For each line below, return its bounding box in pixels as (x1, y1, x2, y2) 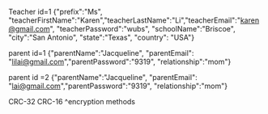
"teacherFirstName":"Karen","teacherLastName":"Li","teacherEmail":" (8, 15, 241, 25)
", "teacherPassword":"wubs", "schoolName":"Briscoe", (49, 24, 236, 33)
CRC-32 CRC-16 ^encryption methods (8, 97, 136, 106)
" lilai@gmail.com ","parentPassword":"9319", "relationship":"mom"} (8, 57, 232, 66)
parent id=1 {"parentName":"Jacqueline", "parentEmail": (8, 49, 194, 57)
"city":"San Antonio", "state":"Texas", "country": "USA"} (8, 32, 195, 42)
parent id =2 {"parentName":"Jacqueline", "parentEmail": (8, 73, 198, 82)
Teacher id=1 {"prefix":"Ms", (8, 7, 103, 16)
